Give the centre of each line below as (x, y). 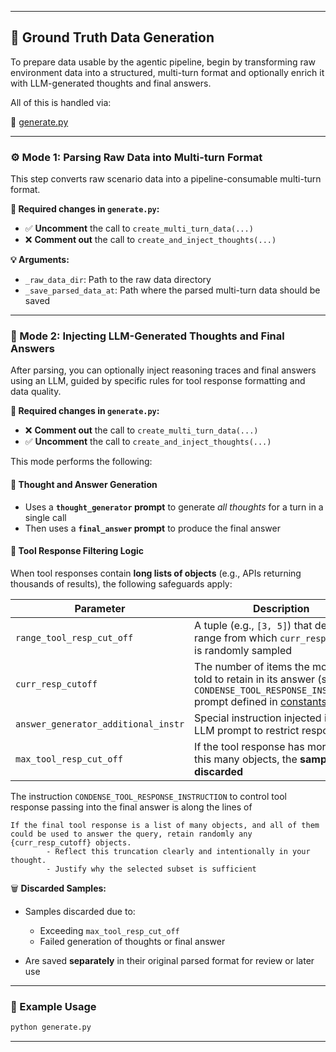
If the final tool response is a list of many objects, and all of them (165, 825)
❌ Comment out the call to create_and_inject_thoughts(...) (150, 240)
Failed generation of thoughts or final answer (132, 941)
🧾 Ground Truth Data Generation (112, 37)
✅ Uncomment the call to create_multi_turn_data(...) (139, 228)
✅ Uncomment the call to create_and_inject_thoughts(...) (148, 442)
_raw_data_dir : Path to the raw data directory (118, 280)
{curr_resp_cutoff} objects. (71, 842)
